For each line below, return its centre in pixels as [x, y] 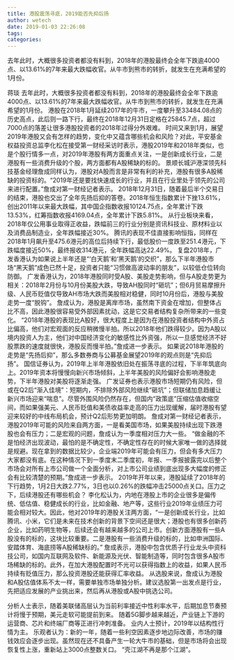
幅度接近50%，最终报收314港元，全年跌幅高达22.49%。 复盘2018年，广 [117, 250]
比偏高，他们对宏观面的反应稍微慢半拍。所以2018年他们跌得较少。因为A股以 [117, 329]
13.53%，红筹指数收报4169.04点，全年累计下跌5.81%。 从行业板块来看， [112, 215]
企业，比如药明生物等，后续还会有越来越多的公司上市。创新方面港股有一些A [116, 530]
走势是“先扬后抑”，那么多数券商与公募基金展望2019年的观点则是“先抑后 [110, 355]
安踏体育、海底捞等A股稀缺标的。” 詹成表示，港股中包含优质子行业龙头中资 [114, 547]
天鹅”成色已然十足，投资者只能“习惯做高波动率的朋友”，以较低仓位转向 [124, 268]
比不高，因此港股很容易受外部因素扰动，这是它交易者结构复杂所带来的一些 [114, 311]
